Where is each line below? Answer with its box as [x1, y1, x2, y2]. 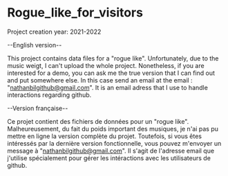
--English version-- [7, 41, 62, 49]
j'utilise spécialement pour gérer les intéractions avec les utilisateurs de [7, 153, 211, 162]
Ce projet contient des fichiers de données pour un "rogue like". [7, 117, 189, 125]
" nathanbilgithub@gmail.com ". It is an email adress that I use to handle [7, 83, 209, 91]
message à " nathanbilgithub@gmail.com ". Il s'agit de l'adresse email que [7, 146, 215, 155]
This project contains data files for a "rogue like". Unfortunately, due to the [7, 54, 219, 63]
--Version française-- [7, 104, 68, 112]
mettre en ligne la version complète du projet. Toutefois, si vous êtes [7, 132, 202, 140]
